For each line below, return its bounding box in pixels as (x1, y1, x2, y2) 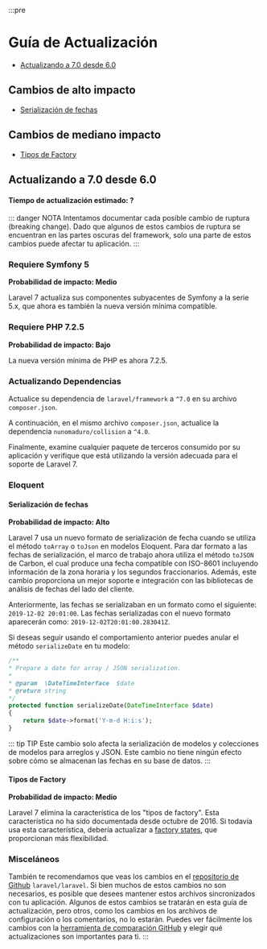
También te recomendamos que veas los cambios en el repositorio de (8, 872, 240, 881)
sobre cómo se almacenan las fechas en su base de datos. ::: (8, 756, 212, 765)
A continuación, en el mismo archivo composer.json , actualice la (8, 418, 220, 428)
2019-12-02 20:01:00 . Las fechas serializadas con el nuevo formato (8, 608, 231, 618)
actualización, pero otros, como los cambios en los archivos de (8, 906, 217, 916)
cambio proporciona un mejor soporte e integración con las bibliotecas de (8, 576, 253, 586)
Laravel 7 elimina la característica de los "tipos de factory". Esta (8, 808, 220, 818)
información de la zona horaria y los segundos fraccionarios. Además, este (8, 567, 257, 577)
